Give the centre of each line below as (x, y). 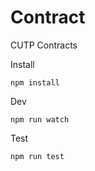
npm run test (37, 156)
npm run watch (40, 119)
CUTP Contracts (44, 45)
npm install (35, 82)
